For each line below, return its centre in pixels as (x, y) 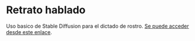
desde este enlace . (29, 32)
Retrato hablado (46, 10)
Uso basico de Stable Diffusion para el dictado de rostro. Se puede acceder (97, 26)
